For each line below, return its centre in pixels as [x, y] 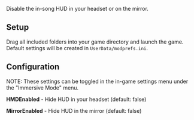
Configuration [33, 67]
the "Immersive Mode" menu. [43, 87]
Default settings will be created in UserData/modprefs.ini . [77, 48]
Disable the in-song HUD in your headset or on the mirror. [77, 9]
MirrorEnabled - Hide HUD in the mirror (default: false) [74, 110]
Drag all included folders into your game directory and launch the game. [95, 42]
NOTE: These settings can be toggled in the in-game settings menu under [97, 81]
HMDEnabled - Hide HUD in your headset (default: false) [76, 99]
